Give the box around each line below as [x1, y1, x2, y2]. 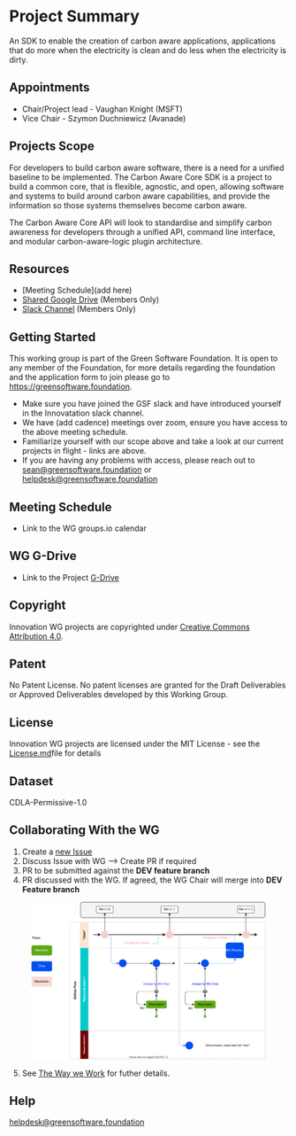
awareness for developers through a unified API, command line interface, [9, 226, 276, 237]
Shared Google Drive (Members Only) [21, 294, 160, 305]
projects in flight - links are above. [21, 446, 147, 456]
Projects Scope [9, 139, 95, 154]
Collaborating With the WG [9, 822, 160, 838]
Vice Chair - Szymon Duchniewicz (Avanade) [21, 113, 186, 123]
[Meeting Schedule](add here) [21, 285, 133, 296]
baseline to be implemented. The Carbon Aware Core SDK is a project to [9, 171, 272, 183]
